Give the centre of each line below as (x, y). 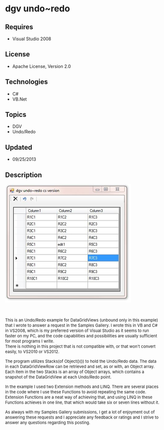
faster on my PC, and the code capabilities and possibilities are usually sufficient (81, 336)
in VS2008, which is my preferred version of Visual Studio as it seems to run (77, 331)
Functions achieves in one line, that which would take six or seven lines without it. (82, 403)
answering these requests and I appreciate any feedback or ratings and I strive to (82, 417)
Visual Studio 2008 (32, 39)
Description (23, 175)
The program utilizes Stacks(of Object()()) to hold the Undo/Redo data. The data (81, 361)
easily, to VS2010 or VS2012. (32, 352)
